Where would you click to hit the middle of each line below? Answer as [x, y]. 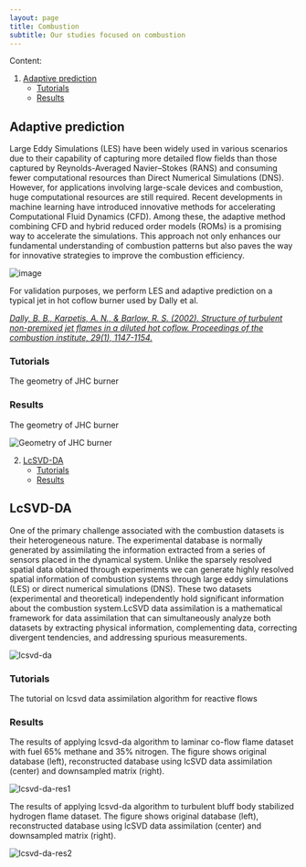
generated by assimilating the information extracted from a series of [137, 550]
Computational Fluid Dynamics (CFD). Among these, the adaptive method [148, 217]
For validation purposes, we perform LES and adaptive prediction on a [141, 291]
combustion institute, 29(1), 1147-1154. [81, 338]
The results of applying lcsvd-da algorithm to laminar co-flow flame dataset [152, 742]
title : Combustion [44, 26]
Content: [26, 61]
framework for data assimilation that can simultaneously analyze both [140, 618]
